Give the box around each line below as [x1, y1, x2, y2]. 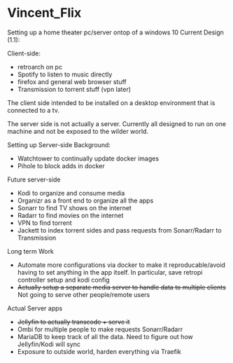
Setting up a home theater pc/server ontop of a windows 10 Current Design [7, 28, 224, 36]
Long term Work [7, 247, 55, 255]
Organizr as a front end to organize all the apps [17, 196, 154, 205]
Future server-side [7, 175, 61, 184]
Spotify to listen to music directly [17, 70, 113, 78]
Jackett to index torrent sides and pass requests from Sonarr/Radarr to [17, 226, 222, 234]
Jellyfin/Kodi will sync [17, 340, 81, 348]
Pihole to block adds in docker [17, 161, 105, 170]
